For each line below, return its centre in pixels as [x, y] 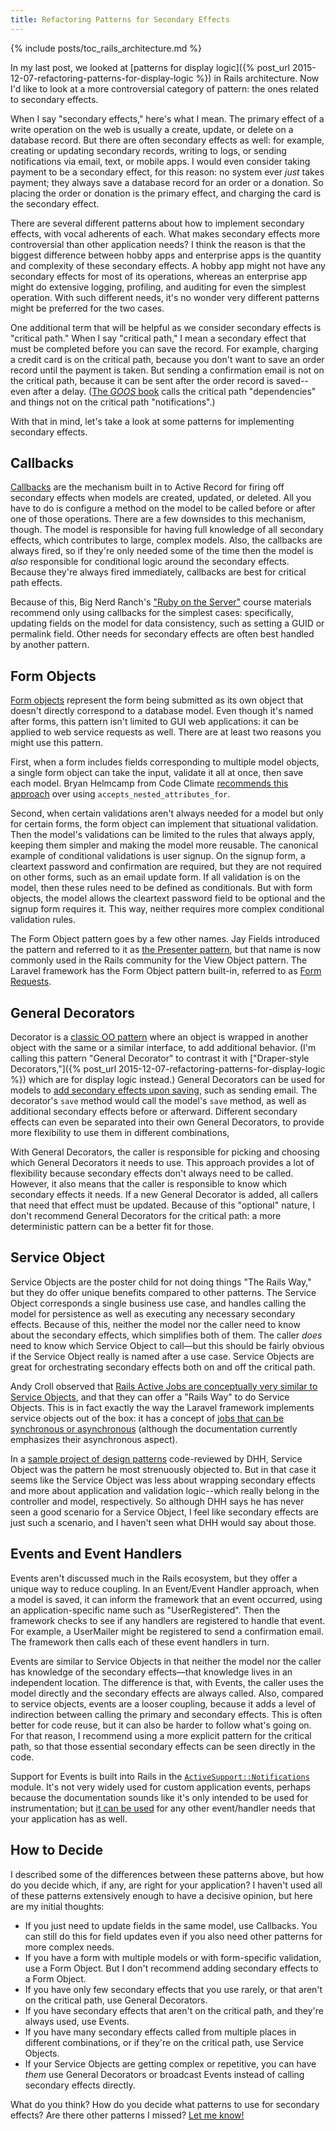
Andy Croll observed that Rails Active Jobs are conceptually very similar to [164, 1386]
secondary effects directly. [80, 2085]
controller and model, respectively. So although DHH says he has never [157, 1501]
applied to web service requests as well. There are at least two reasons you [166, 732]
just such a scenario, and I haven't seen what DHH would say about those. [163, 1522]
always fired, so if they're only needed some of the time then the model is [162, 551]
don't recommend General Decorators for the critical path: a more [146, 1216]
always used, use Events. [77, 2021]
